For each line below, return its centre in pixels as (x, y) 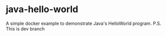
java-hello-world (42, 9)
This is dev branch (25, 28)
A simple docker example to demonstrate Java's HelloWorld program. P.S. (84, 23)
